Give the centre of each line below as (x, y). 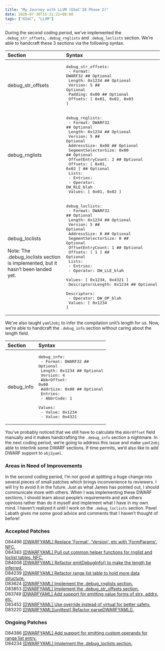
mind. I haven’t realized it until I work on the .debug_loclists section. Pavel (81, 508)
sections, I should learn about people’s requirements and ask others (74, 497)
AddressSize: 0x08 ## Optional (103, 146)
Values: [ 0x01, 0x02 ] (95, 192)
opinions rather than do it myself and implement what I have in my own (77, 503)
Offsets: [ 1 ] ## (89, 252)
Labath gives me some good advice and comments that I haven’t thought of (82, 513)
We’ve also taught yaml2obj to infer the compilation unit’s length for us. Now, (82, 323)
